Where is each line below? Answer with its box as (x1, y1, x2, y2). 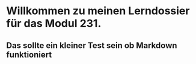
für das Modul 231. (6, 17, 102, 30)
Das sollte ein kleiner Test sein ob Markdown (6, 40, 177, 50)
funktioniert (6, 49, 52, 60)
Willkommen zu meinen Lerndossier (6, 4, 190, 18)
